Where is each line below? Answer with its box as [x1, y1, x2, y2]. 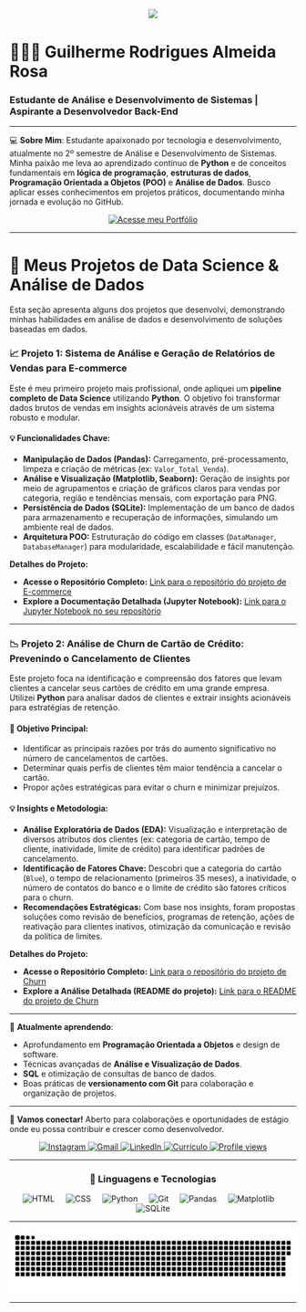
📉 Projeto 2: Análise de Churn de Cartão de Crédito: [9, 637, 244, 650]
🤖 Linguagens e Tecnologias [89, 1172, 217, 1185]
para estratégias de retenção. [9, 702, 120, 713]
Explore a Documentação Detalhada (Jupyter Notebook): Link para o [22, 595, 287, 606]
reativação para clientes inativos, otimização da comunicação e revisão [22, 920, 291, 931]
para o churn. [22, 891, 75, 903]
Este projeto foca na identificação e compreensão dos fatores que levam [9, 673, 282, 684]
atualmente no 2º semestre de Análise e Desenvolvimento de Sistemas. [9, 148, 278, 159]
